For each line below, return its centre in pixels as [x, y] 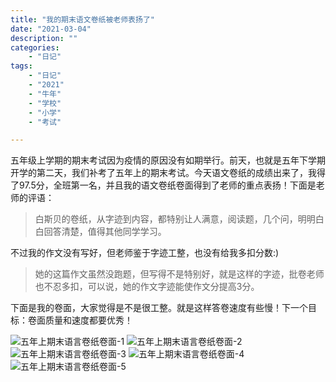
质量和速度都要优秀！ [88, 320]
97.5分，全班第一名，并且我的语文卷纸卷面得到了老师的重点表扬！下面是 [167, 185]
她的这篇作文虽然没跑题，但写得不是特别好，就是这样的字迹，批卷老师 [179, 274]
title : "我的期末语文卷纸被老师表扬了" [82, 19]
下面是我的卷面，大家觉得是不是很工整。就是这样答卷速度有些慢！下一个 [159, 308]
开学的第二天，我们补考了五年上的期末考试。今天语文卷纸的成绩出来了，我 [163, 173]
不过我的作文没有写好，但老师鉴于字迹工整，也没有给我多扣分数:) [145, 253]
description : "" [44, 38]
